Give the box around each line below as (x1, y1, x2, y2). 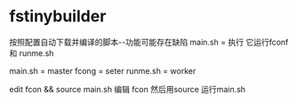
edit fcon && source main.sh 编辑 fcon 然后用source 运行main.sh (9, 83, 246, 94)
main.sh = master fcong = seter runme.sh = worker (9, 65, 197, 76)
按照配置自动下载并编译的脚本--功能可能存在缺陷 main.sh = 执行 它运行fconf (9, 36, 289, 47)
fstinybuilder (9, 6, 107, 27)
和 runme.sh (9, 47, 54, 59)
